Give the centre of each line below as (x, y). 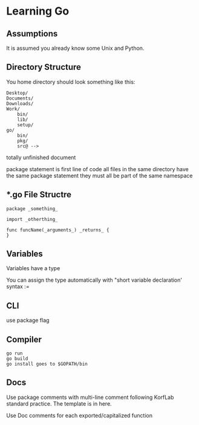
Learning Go (38, 11)
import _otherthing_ (32, 219)
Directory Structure (44, 67)
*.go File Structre (39, 195)
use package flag (28, 321)
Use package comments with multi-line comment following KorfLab (90, 397)
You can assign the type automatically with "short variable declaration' (94, 280)
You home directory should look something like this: (71, 82)
